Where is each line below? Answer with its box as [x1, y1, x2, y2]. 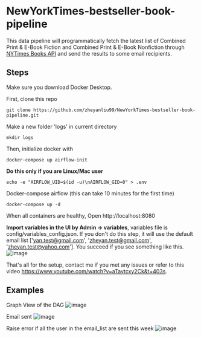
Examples [6, 285, 44, 296]
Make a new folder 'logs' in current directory [6, 123, 117, 130]
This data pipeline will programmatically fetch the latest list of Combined [6, 37, 186, 44]
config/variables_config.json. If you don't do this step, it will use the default [6, 230, 193, 237]
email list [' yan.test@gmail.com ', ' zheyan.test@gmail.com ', [6, 236, 152, 244]
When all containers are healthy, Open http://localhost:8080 [6, 212, 156, 219]
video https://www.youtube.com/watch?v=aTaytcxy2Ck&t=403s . [6, 267, 168, 275]
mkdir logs [6, 134, 34, 140]
